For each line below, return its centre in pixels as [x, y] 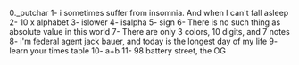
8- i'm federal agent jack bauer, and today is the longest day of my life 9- [144, 41]
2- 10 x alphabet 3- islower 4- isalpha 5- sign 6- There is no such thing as [145, 22]
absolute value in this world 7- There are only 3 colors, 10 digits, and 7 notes [149, 32]
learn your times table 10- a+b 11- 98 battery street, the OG [117, 51]
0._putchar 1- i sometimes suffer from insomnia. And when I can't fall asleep [149, 13]
